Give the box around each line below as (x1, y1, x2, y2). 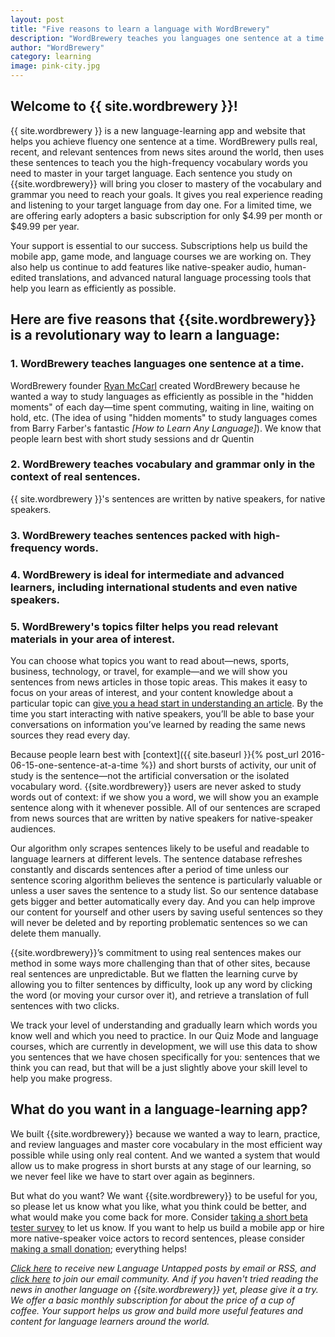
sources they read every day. (10, 729, 131, 741)
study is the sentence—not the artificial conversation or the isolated (10, 769, 290, 781)
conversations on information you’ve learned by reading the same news (10, 718, 306, 730)
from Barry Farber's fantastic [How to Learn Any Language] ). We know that (10, 422, 322, 434)
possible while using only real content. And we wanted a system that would (10, 1149, 320, 1161)
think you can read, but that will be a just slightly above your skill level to (10, 1061, 308, 1073)
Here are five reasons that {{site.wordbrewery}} (10, 311, 317, 328)
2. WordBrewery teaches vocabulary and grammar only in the (10, 457, 316, 471)
